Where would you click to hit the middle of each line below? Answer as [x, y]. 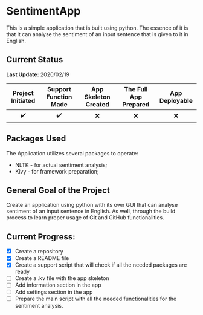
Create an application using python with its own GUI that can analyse [92, 205]
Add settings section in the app [54, 292]
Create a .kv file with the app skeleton [62, 278]
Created [98, 104]
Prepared [136, 104]
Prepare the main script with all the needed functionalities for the [96, 299]
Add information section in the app [58, 285]
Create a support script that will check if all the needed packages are [101, 265]
